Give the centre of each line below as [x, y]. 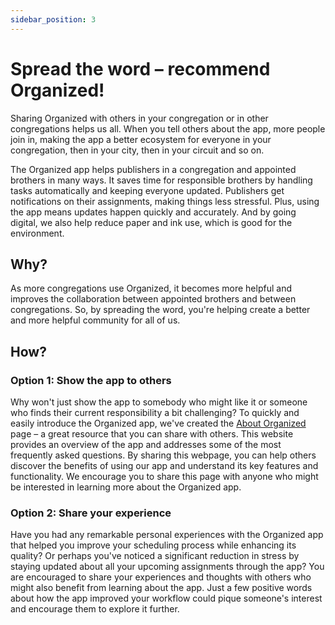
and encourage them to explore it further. [95, 609]
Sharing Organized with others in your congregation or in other [139, 118]
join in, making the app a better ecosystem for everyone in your [141, 139]
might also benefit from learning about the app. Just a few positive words [161, 588]
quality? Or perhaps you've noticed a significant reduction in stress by [155, 556]
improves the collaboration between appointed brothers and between [153, 299]
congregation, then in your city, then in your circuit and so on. [137, 150]
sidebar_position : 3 [53, 19]
